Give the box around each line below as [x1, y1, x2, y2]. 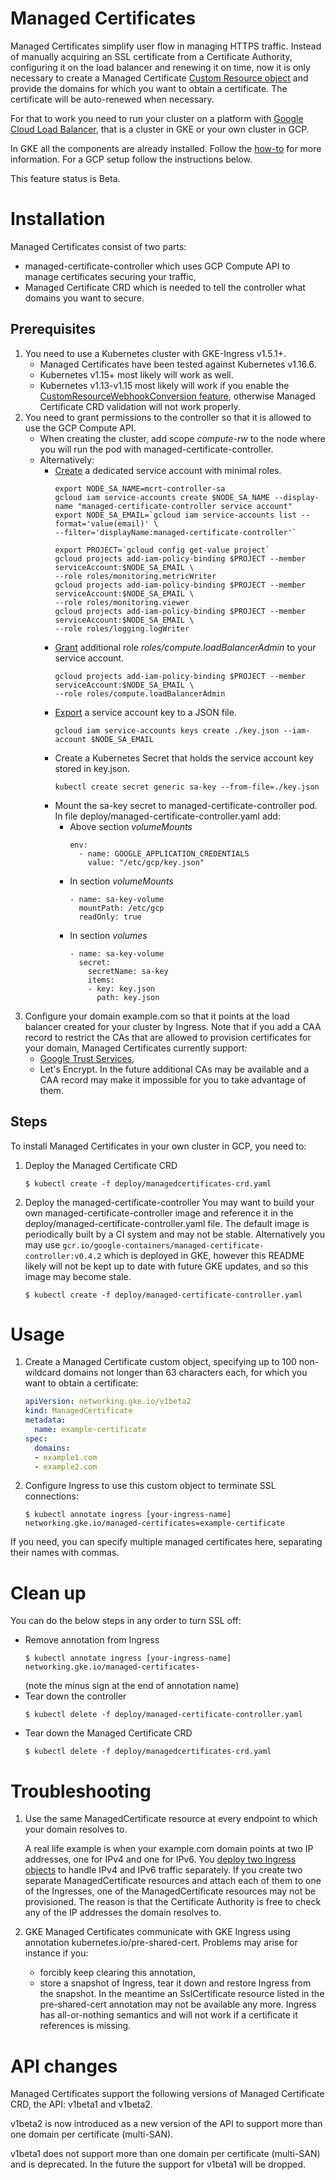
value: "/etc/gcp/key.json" [87, 857, 205, 867]
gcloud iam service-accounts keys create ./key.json [54, 725, 280, 736]
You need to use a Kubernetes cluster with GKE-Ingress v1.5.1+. [24, 347, 287, 359]
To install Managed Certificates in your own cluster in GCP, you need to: [10, 1140, 307, 1152]
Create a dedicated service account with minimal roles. [54, 464, 282, 476]
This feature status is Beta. [10, 172, 121, 184]
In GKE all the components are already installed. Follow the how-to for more [10, 142, 322, 154]
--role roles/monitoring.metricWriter [54, 571, 217, 581]
